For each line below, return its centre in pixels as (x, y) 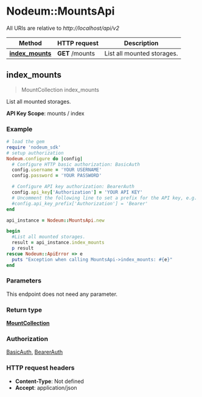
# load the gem (26, 142)
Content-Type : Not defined (49, 381)
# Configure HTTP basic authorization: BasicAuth (76, 164)
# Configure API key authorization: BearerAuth (73, 187)
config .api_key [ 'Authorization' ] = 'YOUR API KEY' (77, 192)
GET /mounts (76, 53)
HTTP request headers (40, 368)
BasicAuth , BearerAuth (35, 352)
